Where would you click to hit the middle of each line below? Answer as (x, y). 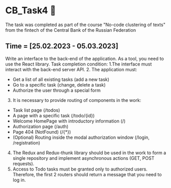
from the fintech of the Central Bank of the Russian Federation (71, 30)
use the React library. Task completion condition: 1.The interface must (79, 64)
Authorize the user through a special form (57, 90)
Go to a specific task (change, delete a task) (59, 85)
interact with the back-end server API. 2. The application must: (71, 69)
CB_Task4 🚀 (31, 11)
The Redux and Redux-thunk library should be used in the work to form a (89, 153)
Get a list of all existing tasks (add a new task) (61, 79)
